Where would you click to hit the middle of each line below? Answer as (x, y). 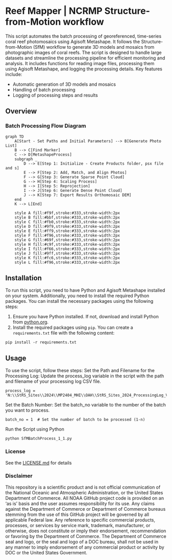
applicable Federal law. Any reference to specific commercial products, (80, 520)
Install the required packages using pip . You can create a (73, 327)
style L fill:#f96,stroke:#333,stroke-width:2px (67, 262)
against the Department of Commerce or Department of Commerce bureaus (85, 509)
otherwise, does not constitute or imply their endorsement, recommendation (86, 531)
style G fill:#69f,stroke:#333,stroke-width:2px (67, 240)
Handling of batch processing (44, 89)
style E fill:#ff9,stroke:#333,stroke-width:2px (67, 231)
